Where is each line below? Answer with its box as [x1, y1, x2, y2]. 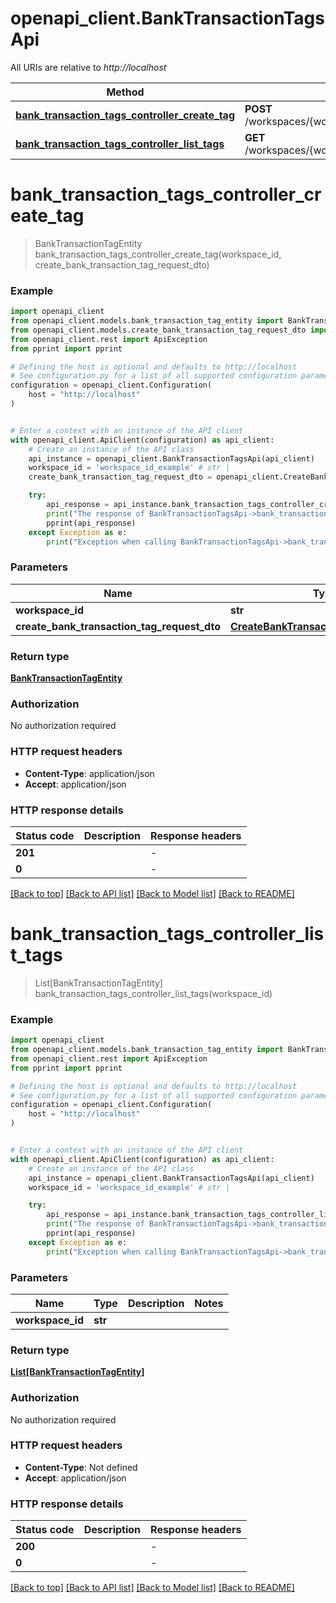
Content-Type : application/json [24, 767, 155, 779]
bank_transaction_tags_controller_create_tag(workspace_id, [34, 248, 282, 260]
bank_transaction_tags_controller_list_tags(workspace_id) [34, 987, 273, 999]
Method [106, 85, 145, 99]
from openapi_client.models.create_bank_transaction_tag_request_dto [10, 325, 307, 335]
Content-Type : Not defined [24, 1461, 138, 1473]
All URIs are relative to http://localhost [10, 61, 167, 73]
